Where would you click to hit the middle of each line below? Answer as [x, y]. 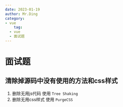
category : [15, 18]
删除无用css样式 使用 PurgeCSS [42, 99]
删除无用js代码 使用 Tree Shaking [45, 93]
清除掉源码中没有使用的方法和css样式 [61, 81]
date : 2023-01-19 [23, 9]
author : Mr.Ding [21, 14]
